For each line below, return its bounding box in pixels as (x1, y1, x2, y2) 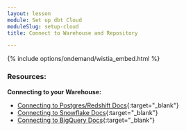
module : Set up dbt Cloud (7, 17, 82, 24)
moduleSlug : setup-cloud (7, 23, 79, 30)
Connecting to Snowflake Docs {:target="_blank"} (17, 108, 158, 116)
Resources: (7, 72, 46, 82)
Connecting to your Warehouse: (7, 87, 102, 96)
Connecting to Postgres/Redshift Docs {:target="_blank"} (17, 101, 179, 110)
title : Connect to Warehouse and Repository (7, 29, 138, 37)
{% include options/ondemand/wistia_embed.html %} (7, 55, 160, 63)
